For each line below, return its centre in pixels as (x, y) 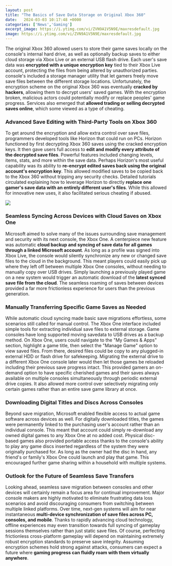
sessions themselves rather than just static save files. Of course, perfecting (85, 531)
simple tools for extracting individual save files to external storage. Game (82, 329)
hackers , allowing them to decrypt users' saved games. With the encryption (86, 92)
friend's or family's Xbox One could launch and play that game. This (77, 457)
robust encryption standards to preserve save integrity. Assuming (75, 542)
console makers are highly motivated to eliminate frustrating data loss (79, 498)
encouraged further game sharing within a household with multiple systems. (86, 463)
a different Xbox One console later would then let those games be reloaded (85, 362)
